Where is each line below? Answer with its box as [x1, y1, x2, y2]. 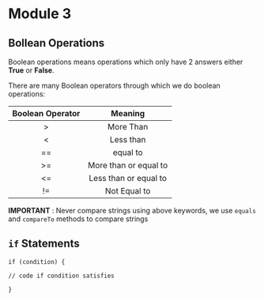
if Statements [8, 237, 81, 250]
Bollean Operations [8, 36, 105, 50]
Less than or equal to [89, 173, 168, 183]
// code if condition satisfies [8, 272, 115, 280]
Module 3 [8, 5, 72, 23]
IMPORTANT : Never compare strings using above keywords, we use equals [8, 206, 257, 215]
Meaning [110, 108, 145, 119]
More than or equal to [88, 160, 168, 171]
